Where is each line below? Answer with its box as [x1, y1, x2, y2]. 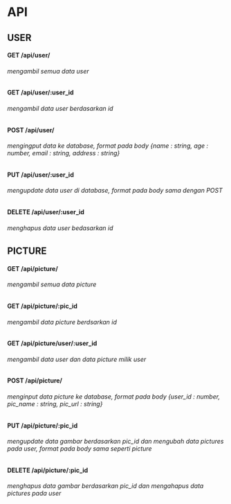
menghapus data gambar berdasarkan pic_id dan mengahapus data [7, 482, 204, 490]
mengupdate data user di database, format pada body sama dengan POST [7, 186, 223, 195]
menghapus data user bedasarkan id [7, 223, 113, 232]
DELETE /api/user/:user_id [7, 207, 85, 216]
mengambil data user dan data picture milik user [7, 355, 147, 363]
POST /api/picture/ [7, 376, 63, 385]
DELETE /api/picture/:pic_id [7, 466, 89, 474]
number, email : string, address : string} [7, 149, 120, 157]
